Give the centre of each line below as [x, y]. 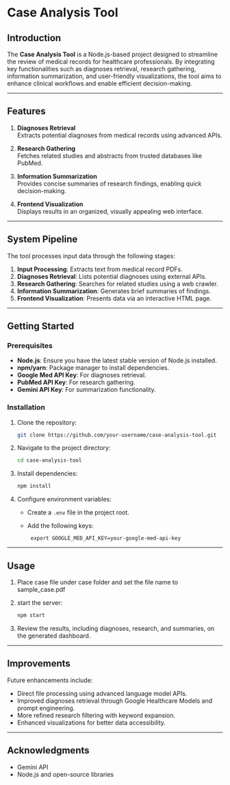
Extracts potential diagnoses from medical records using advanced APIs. [119, 135]
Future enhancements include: [50, 680]
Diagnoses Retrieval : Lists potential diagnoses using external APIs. [112, 276]
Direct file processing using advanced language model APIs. [102, 693]
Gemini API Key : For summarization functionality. [86, 390]
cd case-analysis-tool [49, 460]
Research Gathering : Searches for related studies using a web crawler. [117, 284]
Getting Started [41, 326]
